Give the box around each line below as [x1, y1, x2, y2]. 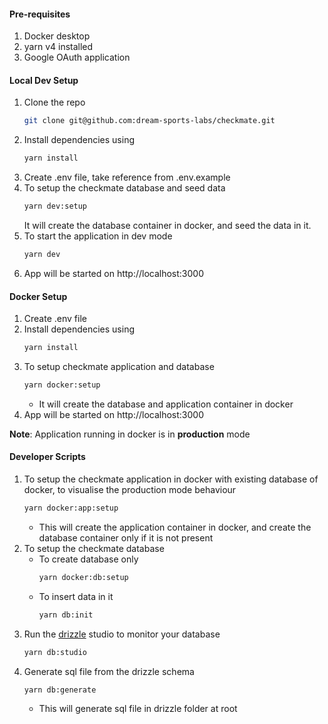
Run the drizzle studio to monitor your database [23, 628, 221, 640]
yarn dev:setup [23, 201, 88, 212]
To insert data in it [38, 590, 114, 602]
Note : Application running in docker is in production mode [9, 428, 251, 440]
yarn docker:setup [23, 380, 101, 390]
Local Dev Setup [9, 74, 79, 86]
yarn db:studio [23, 647, 88, 657]
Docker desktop [23, 30, 91, 42]
